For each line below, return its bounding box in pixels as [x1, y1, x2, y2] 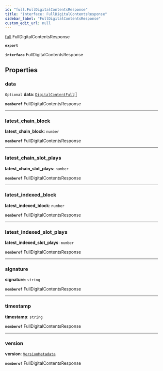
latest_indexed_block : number [5, 202, 65, 209]
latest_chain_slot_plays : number [5, 165, 69, 171]
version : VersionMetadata [5, 351, 56, 357]
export [5, 43, 18, 48]
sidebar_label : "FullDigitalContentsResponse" [5, 16, 101, 21]
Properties [5, 66, 38, 74]
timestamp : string [5, 314, 43, 320]
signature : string [5, 277, 40, 283]
